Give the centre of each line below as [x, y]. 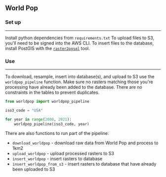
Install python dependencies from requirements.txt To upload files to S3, [80, 38]
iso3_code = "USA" [24, 110]
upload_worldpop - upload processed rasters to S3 [63, 154]
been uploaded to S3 [34, 169]
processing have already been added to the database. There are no [74, 87]
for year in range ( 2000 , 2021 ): [38, 119]
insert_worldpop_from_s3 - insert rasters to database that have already [84, 164]
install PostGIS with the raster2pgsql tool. [47, 48]
